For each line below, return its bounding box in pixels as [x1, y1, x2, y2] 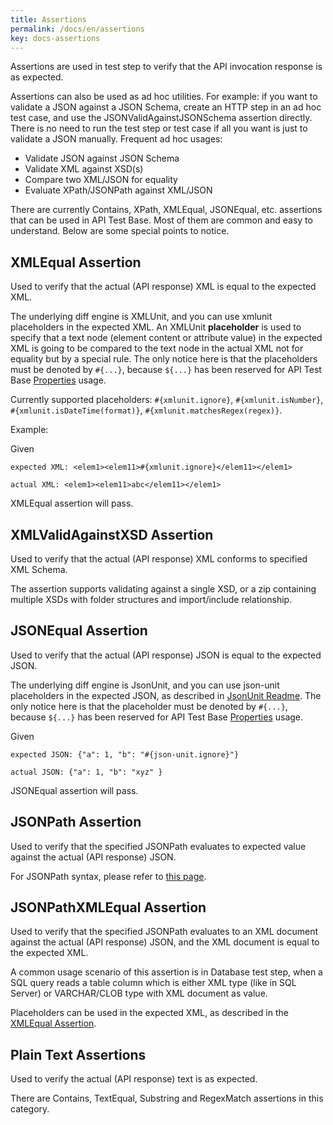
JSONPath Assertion [10, 814, 142, 831]
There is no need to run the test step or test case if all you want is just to [10, 122, 308, 135]
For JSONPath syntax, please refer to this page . [10, 870, 207, 882]
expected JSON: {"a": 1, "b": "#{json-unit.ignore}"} [10, 749, 240, 760]
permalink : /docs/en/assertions [10, 24, 145, 34]
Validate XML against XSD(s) [24, 163, 144, 175]
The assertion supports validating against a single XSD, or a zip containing [10, 583, 317, 595]
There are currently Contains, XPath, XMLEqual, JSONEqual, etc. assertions [10, 204, 323, 216]
